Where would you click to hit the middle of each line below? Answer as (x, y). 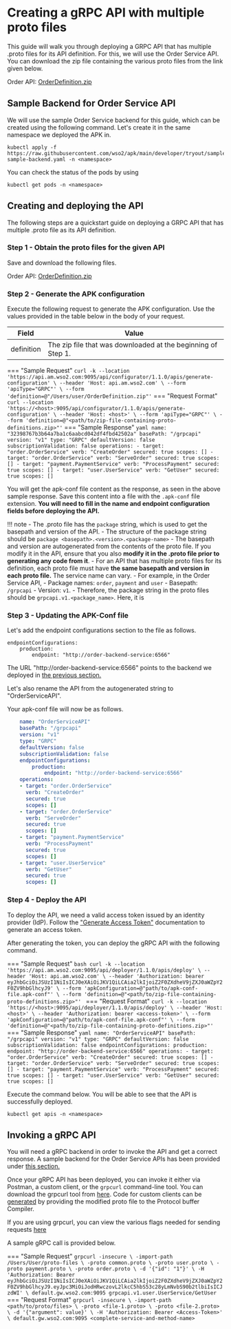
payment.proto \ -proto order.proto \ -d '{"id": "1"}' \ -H (115, 1269)
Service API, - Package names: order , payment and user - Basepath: (102, 583)
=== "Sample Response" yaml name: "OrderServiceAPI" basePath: (101, 1033)
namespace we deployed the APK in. (59, 134)
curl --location (30, 403)
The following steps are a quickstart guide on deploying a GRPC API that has (115, 223)
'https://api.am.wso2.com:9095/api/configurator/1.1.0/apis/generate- (110, 377)
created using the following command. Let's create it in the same (99, 127)
